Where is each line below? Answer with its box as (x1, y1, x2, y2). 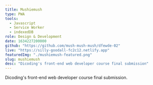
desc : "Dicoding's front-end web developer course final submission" (5, 61, 149, 66)
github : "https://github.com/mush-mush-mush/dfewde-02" (5, 43, 120, 48)
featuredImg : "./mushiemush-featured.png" (5, 52, 92, 57)
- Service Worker (9, 25, 45, 30)
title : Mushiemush (5, 7, 42, 12)
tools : (5, 16, 18, 21)
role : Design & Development (5, 34, 62, 39)
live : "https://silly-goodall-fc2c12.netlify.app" (5, 48, 110, 52)
